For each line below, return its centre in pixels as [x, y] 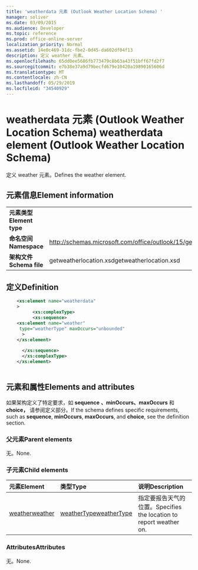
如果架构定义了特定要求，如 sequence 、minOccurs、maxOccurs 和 [90, 402]
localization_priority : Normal [44, 45]
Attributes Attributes [36, 548]
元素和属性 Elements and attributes [70, 387]
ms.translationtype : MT [35, 72]
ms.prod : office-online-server [44, 39]
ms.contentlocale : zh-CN [37, 77]
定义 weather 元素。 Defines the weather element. [66, 174]
